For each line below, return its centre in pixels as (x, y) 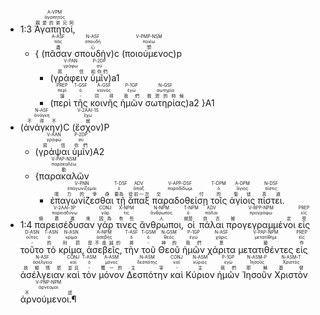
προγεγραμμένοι (261, 224)
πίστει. (271, 200)
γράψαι (54, 151)
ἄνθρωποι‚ (161, 224)
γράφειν (70, 78)
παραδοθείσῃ (179, 200)
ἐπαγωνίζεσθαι (81, 200)
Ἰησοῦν (257, 274)
